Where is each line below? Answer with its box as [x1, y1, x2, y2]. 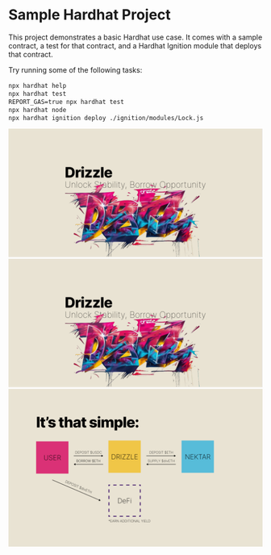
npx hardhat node [8, 106, 67, 114]
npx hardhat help [8, 81, 67, 90]
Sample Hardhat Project [8, 6, 171, 24]
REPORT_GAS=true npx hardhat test [8, 98, 125, 106]
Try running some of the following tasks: [8, 65, 143, 74]
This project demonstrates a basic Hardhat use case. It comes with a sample [8, 32, 263, 42]
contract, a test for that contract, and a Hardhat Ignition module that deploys [8, 40, 262, 50]
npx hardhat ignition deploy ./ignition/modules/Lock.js [8, 114, 204, 122]
